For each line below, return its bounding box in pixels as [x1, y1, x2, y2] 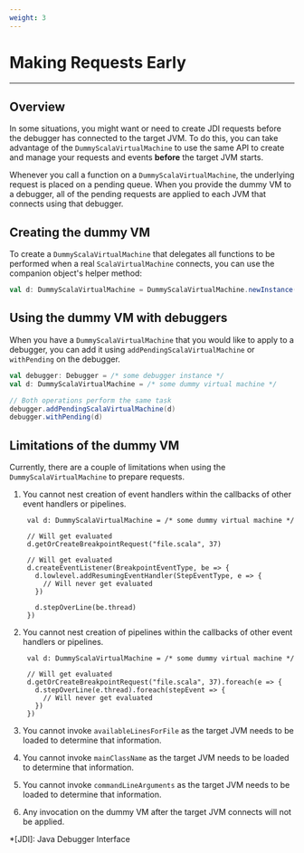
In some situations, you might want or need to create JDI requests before [9, 123, 282, 134]
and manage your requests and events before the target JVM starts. [9, 152, 264, 163]
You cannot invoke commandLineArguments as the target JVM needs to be [22, 780, 290, 791]
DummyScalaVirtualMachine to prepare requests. [9, 471, 185, 482]
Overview [9, 99, 66, 114]
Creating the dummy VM [9, 224, 151, 240]
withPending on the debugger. [9, 354, 120, 365]
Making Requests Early [9, 52, 187, 72]
